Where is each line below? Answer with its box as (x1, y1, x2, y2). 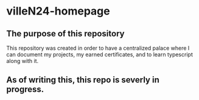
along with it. (6, 58, 39, 64)
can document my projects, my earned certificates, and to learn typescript (6, 51, 193, 58)
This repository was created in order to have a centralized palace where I (6, 44, 190, 52)
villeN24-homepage (6, 4, 111, 18)
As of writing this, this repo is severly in (6, 75, 159, 85)
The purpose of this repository (6, 28, 125, 39)
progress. (6, 84, 44, 95)
